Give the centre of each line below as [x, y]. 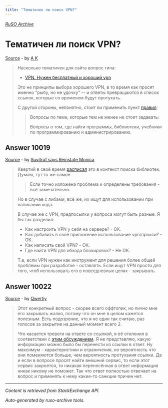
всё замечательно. [50, 190]
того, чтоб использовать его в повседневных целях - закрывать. [86, 271]
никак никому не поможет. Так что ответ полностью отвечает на [87, 371]
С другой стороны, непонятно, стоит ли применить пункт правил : [87, 107]
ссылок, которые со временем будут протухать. [69, 97]
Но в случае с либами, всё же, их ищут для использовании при [85, 199]
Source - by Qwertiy [26, 299]
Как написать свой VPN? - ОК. [57, 245]
